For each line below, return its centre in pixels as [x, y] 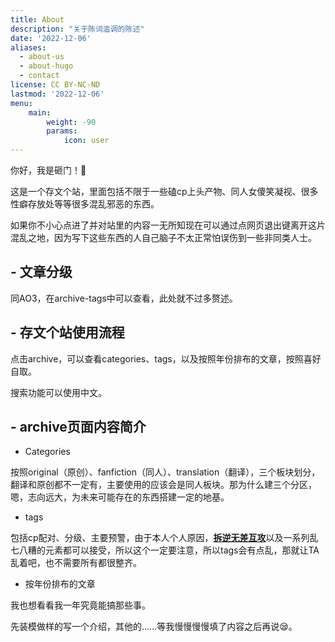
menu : [21, 103]
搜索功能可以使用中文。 [58, 392]
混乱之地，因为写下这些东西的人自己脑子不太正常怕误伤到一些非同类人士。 [163, 237]
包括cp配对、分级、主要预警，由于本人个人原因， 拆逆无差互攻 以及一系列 [160, 538]
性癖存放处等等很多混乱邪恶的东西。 [85, 204]
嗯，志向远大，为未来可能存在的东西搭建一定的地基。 [120, 497]
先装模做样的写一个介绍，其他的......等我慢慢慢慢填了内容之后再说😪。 [154, 627]
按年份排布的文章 [60, 584]
